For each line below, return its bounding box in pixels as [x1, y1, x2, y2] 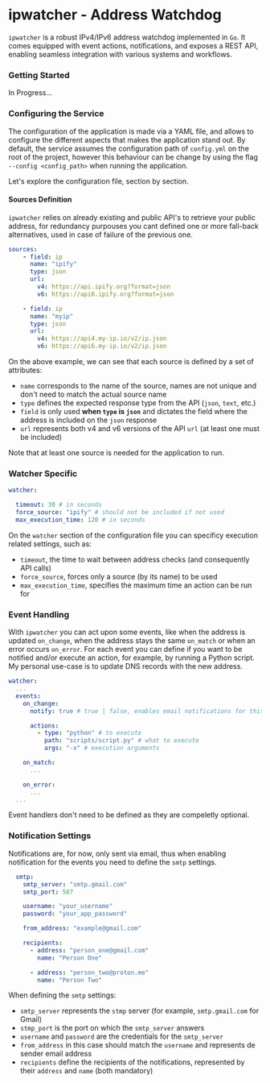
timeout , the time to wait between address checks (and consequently [19, 554, 250, 564]
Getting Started [8, 69, 70, 81]
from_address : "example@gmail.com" [22, 924, 142, 932]
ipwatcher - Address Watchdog [8, 6, 223, 24]
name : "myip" [29, 312, 74, 320]
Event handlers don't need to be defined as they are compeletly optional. [8, 810, 250, 820]
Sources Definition [8, 195, 72, 205]
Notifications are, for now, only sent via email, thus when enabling [8, 849, 227, 858]
